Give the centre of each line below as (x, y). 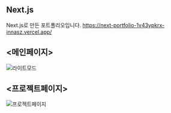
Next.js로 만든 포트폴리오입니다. (44, 25)
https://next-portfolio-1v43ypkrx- (124, 25)
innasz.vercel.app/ (29, 32)
